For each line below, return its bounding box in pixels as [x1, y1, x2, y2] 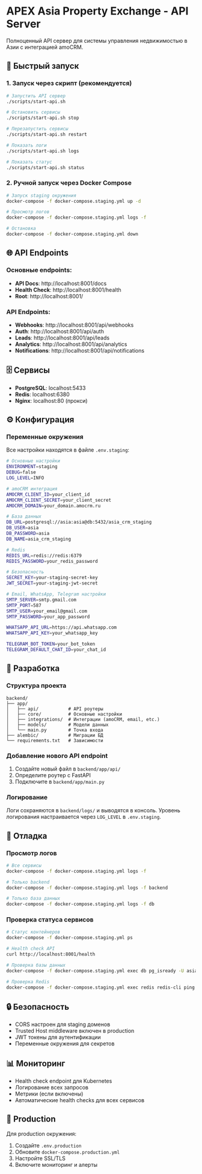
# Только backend [6, 879, 50, 885]
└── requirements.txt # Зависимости [6, 737, 103, 743]
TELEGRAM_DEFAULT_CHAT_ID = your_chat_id [6, 647, 106, 653]
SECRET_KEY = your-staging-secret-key [6, 575, 98, 581]
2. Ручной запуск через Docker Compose [6, 179, 132, 187]
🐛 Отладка [6, 830, 47, 841]
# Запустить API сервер [6, 92, 66, 99]
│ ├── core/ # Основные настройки [6, 711, 122, 717]
